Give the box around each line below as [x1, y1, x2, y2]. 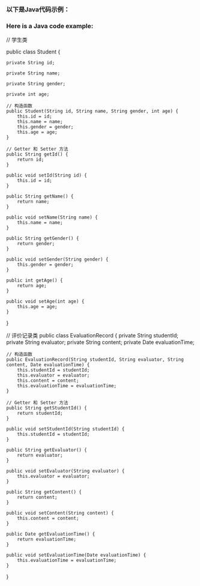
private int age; [6, 91, 50, 97]
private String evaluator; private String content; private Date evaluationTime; [6, 339, 195, 346]
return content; [17, 494, 58, 501]
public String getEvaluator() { [6, 447, 87, 453]
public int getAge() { [6, 277, 63, 283]
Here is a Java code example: [6, 22, 94, 30]
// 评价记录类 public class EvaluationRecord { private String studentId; [6, 332, 179, 339]
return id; [17, 157, 44, 163]
